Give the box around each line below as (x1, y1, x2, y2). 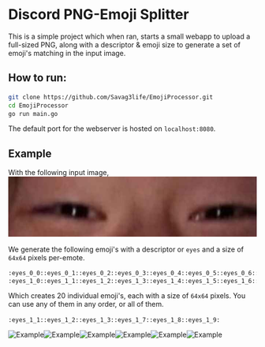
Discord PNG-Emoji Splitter (8, 6, 189, 24)
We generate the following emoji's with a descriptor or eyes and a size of (8, 244, 244, 254)
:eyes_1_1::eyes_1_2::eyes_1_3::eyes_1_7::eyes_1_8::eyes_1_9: (8, 316, 221, 324)
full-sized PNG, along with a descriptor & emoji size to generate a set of (8, 39, 241, 49)
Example (8, 147, 52, 160)
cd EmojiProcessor (8, 101, 69, 110)
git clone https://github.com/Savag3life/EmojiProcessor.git (8, 93, 214, 101)
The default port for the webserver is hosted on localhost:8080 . (8, 124, 216, 133)
